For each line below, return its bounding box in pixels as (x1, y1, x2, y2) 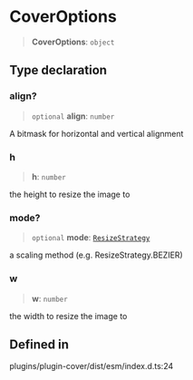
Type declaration (9, 63, 107, 78)
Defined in (9, 336, 70, 352)
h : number (31, 171, 66, 182)
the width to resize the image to (9, 310, 128, 321)
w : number (31, 293, 68, 304)
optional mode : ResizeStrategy (31, 232, 150, 243)
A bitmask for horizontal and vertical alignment (9, 128, 184, 139)
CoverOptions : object (31, 36, 115, 47)
